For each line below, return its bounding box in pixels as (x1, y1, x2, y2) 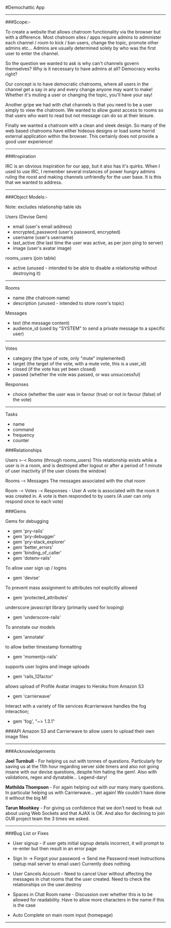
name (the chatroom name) (12, 295, 70, 301)
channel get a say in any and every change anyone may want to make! (5, 87, 153, 92)
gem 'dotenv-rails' (12, 555, 51, 561)
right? (5, 71, 18, 77)
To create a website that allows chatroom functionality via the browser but (5, 29, 161, 35)
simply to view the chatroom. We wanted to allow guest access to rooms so (5, 107, 164, 113)
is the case (12, 902, 36, 908)
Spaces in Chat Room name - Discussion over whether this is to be (12, 891, 153, 897)
